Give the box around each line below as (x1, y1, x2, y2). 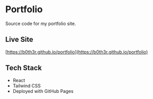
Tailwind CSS (12, 83, 41, 89)
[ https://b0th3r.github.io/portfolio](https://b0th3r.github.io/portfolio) (5, 48, 148, 55)
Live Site (5, 35, 33, 44)
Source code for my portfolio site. (5, 20, 76, 27)
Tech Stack (5, 64, 42, 72)
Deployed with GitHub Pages (12, 88, 74, 94)
